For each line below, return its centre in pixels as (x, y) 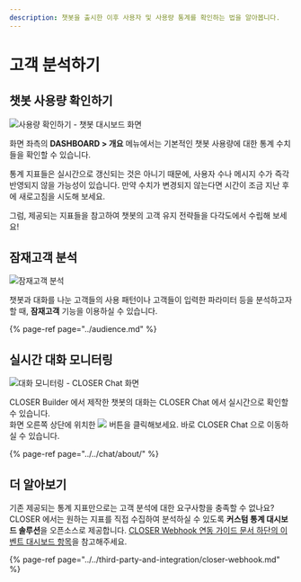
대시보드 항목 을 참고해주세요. (76, 542)
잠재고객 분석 (44, 258)
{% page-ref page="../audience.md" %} (83, 329)
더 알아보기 (38, 484)
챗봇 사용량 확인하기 (61, 101)
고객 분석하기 (55, 65)
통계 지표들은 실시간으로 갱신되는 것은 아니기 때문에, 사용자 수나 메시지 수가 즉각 (150, 174)
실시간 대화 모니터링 (61, 359)
